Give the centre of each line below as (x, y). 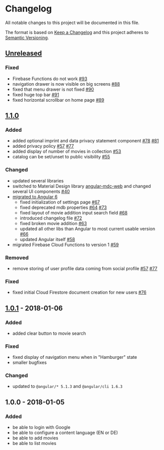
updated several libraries (38, 180)
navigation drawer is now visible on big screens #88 (66, 84)
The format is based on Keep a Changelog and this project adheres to (77, 32)
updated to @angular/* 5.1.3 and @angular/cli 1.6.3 (67, 386)
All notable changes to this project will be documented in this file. (72, 23)
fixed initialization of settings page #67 (60, 202)
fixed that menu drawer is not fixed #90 (53, 89)
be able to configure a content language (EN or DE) (65, 433)
